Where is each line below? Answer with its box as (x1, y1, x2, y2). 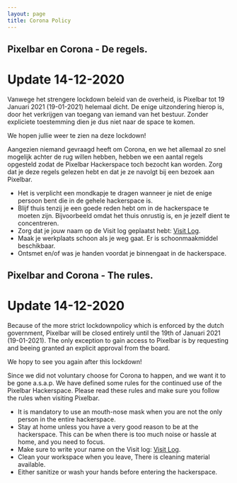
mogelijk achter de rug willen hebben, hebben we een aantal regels (7, 152, 204, 161)
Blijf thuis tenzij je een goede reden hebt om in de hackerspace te (17, 203, 209, 212)
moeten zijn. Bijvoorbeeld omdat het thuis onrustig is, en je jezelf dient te (17, 211, 230, 220)
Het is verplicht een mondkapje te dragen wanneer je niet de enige (17, 188, 212, 197)
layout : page (7, 10, 46, 18)
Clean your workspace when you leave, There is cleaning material (17, 453, 210, 461)
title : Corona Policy (7, 17, 71, 24)
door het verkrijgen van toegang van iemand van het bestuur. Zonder (7, 110, 209, 118)
